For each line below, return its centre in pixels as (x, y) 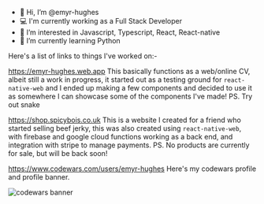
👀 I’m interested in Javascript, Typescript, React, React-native (120, 32)
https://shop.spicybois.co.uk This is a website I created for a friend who (125, 120)
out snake (24, 105)
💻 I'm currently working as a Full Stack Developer (101, 21)
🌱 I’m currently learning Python (70, 41)
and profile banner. (39, 177)
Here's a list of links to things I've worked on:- (83, 56)
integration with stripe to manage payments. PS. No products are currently (129, 145)
